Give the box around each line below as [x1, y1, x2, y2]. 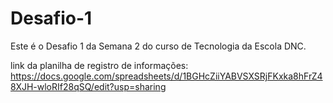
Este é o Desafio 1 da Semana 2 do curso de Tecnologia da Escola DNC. [10, 40, 307, 52]
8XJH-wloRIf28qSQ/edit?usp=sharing [10, 80, 167, 92]
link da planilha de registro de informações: [10, 59, 189, 71]
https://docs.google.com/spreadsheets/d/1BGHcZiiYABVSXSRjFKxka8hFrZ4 [10, 70, 323, 82]
